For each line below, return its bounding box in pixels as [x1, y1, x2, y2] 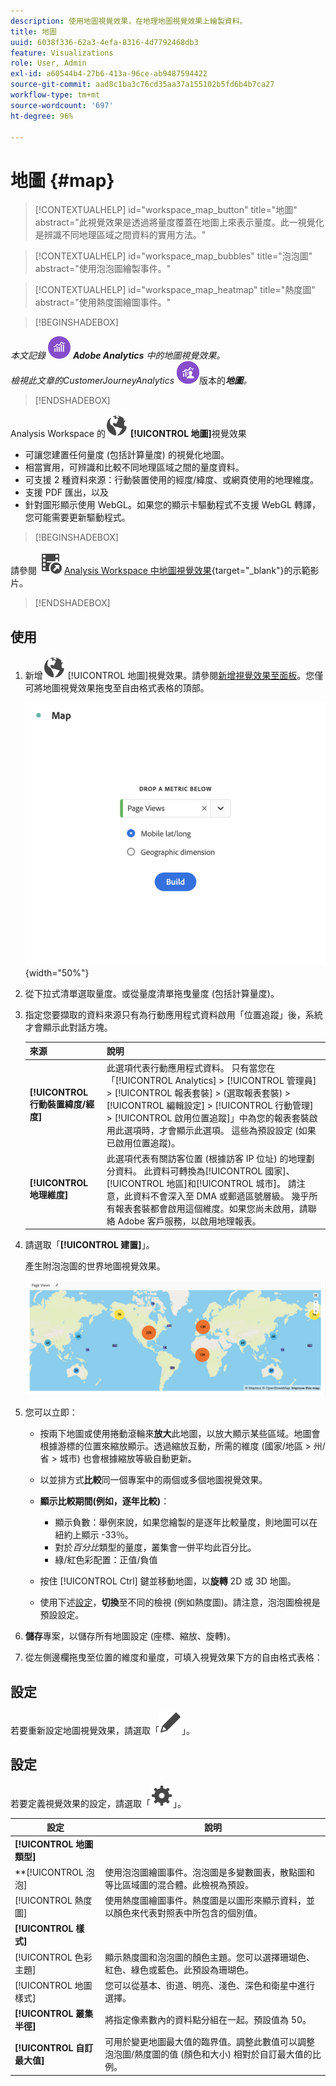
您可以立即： [24, 1406, 78, 1419]
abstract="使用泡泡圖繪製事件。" [34, 263, 172, 275]
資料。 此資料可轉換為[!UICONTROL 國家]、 [114, 1165, 295, 1177]
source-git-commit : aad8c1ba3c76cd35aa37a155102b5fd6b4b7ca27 [10, 80, 275, 90]
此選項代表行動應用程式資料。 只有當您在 [106, 1061, 276, 1074]
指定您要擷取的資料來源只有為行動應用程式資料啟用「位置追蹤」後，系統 [24, 1008, 323, 1020]
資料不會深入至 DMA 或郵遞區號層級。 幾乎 [132, 1190, 310, 1202]
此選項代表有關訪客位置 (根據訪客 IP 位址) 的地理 [106, 1152, 307, 1164]
